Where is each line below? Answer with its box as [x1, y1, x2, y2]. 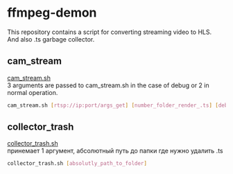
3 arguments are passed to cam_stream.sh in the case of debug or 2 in [7, 81, 209, 89]
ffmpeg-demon [7, 5, 97, 21]
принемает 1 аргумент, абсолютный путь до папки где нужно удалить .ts [7, 147, 223, 155]
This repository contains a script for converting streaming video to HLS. [7, 28, 212, 36]
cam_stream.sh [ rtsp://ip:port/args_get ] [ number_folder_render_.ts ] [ [7, 102, 218, 109]
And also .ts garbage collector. [7, 35, 95, 43]
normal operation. [7, 88, 58, 96]
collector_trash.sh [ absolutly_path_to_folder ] [7, 160, 148, 167]
